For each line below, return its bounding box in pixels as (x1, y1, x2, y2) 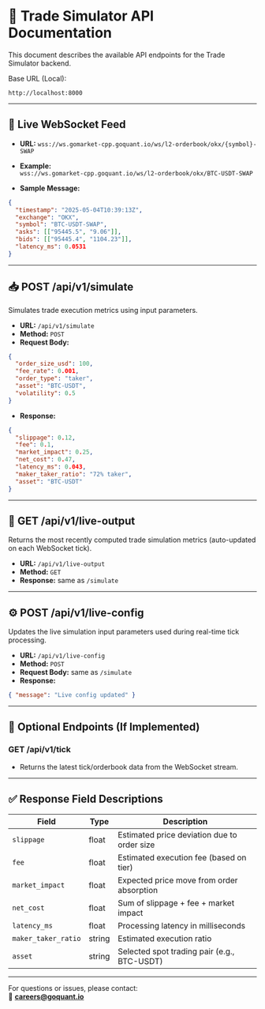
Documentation (8, 24, 113, 42)
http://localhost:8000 (8, 88, 83, 97)
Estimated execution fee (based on (118, 852, 247, 863)
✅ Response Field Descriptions (8, 793, 163, 806)
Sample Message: (19, 183, 80, 193)
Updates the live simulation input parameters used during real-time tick (8, 627, 240, 637)
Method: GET (19, 567, 62, 577)
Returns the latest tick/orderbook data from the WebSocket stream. (19, 762, 239, 771)
